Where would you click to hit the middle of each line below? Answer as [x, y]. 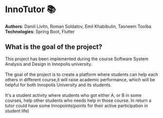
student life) [17, 111]
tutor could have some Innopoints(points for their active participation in [76, 105]
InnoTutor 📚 [31, 10]
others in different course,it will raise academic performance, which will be [80, 79]
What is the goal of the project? [54, 47]
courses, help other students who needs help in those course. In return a [78, 100]
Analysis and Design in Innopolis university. [49, 64]
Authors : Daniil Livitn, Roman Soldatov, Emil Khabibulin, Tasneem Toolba [78, 26]
